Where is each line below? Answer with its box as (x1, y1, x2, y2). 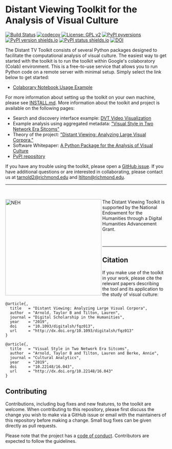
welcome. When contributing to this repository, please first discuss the (5, 406, 155, 412)
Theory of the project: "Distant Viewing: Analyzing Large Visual (12, 131, 146, 137)
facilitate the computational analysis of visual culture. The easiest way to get (5, 52, 167, 59)
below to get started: (5, 74, 50, 80)
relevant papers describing (102, 280, 159, 286)
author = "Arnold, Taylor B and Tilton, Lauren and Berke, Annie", (10, 350, 159, 356)
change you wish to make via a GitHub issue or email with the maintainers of (5, 411, 166, 418)
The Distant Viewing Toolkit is (102, 199, 165, 205)
